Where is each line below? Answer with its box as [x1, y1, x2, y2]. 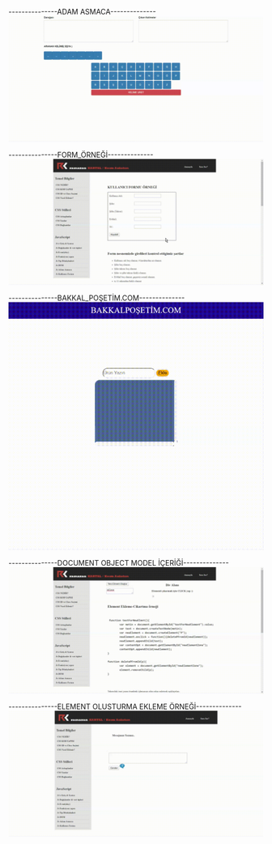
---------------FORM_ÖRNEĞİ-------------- [8, 150, 154, 160]
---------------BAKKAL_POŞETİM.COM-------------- [8, 293, 185, 303]
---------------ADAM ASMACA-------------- [8, 7, 156, 16]
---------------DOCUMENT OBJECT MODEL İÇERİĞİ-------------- [8, 558, 229, 568]
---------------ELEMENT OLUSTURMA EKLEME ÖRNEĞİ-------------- [8, 702, 242, 711]
